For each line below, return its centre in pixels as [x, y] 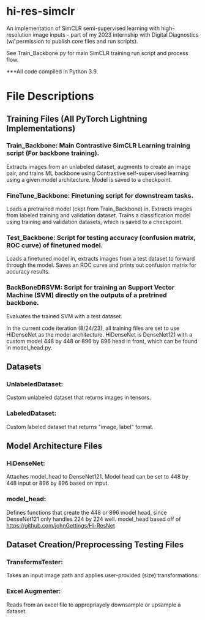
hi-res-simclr [41, 11]
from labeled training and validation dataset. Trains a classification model [99, 215]
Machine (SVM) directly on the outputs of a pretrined [87, 295]
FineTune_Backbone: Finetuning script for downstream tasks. [100, 195]
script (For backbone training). [53, 153]
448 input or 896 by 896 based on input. [58, 483]
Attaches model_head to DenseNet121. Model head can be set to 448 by [97, 477]
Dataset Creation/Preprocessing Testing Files [95, 545]
